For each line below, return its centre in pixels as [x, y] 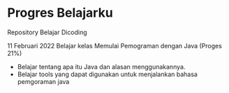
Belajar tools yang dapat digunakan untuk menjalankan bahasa [107, 74]
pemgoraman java [43, 81]
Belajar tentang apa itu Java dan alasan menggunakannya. [101, 66]
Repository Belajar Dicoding [47, 32]
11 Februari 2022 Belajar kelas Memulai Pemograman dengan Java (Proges [114, 45]
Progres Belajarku [60, 13]
